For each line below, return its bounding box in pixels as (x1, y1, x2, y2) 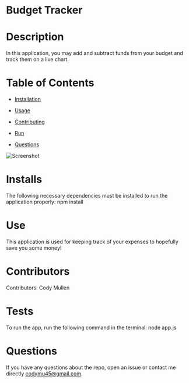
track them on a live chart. (6, 56, 69, 63)
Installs (6, 173, 43, 186)
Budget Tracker (6, 4, 83, 17)
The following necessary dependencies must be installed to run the (6, 192, 168, 199)
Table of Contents (6, 77, 94, 89)
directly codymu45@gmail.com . (6, 370, 83, 377)
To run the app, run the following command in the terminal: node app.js (6, 324, 177, 331)
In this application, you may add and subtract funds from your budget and (6, 50, 184, 57)
